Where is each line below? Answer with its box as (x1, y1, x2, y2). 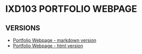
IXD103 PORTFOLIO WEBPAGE (5, 3, 137, 15)
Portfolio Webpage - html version (12, 43, 83, 49)
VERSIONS (5, 24, 40, 32)
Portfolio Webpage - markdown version (12, 37, 97, 43)
